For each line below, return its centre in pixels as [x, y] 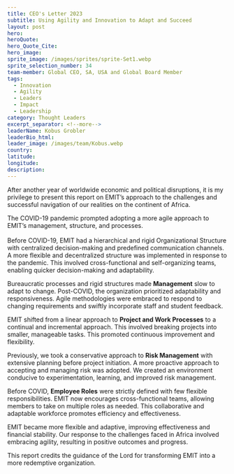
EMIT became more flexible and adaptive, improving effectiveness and [109, 426]
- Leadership [32, 111]
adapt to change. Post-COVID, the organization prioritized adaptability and [114, 291]
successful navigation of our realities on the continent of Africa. [99, 204]
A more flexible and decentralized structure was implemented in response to [117, 255]
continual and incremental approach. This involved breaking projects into [112, 326]
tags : [15, 79]
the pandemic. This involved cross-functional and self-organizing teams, [112, 262]
